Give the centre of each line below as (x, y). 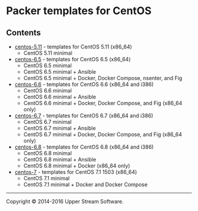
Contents (24, 33)
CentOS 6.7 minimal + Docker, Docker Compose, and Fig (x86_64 (103, 134)
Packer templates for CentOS (79, 11)
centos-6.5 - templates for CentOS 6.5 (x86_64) (72, 59)
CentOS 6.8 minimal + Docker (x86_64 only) (77, 166)
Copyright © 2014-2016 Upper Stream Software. (65, 201)
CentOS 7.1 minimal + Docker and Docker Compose (85, 184)
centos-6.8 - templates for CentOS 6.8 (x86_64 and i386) (84, 147)
